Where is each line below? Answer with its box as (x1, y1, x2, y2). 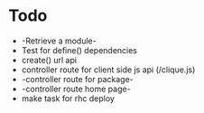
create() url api (21, 54, 78, 65)
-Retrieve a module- (21, 35, 97, 46)
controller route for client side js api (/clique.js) (21, 64, 196, 75)
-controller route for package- (21, 73, 134, 84)
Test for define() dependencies (21, 44, 137, 55)
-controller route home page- (21, 83, 132, 94)
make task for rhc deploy (21, 92, 115, 104)
